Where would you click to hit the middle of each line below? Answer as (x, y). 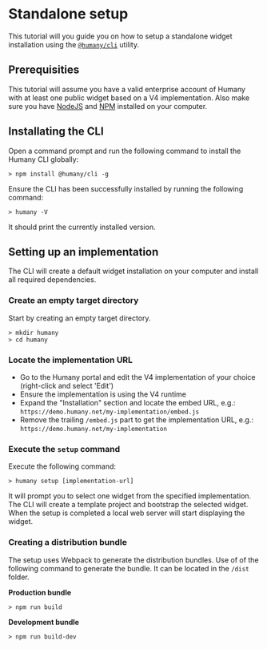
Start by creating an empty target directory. (80, 318)
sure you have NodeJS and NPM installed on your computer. (108, 106)
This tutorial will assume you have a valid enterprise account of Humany (127, 89)
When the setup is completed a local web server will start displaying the (127, 513)
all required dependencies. (52, 280)
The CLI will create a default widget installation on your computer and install (133, 271)
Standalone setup (68, 14)
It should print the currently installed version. (82, 227)
